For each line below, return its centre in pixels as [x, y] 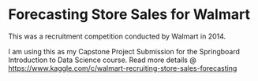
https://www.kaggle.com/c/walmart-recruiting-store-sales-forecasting [123, 68]
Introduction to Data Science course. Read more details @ [103, 60]
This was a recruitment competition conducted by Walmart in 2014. [117, 36]
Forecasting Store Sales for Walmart [129, 15]
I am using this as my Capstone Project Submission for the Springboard [124, 51]
